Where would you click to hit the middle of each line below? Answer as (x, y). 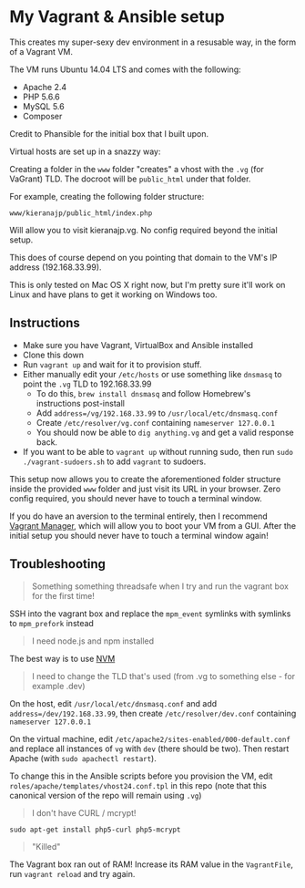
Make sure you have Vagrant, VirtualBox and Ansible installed (137, 345)
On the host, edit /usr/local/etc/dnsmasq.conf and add (113, 703)
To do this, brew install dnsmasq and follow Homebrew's (143, 393)
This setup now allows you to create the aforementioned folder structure (145, 479)
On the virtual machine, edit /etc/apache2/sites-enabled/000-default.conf (150, 738)
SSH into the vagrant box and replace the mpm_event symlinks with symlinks (150, 614)
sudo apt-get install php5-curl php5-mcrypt (95, 830)
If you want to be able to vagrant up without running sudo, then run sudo (158, 451)
